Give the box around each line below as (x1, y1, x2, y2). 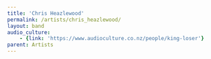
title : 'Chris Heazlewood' (7, 9, 85, 17)
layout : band (7, 22, 45, 29)
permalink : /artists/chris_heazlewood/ (7, 16, 122, 23)
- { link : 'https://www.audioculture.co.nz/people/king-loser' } (19, 35, 205, 42)
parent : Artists (7, 41, 54, 48)
